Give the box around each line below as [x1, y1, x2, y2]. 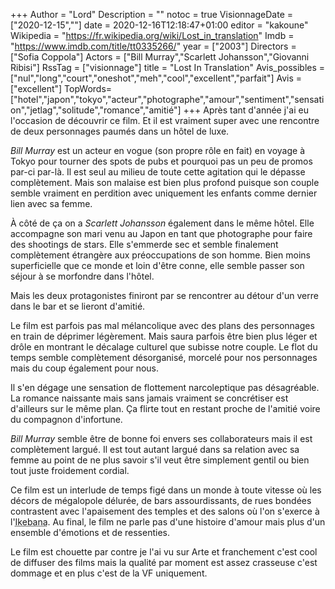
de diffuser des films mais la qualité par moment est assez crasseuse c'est [10, 557, 318, 568]
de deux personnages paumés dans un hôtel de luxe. [10, 125, 230, 137]
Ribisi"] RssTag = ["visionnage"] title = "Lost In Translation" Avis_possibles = [10, 62, 326, 73]
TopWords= [64, 83, 113, 94]
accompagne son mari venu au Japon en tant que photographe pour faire [10, 228, 313, 239]
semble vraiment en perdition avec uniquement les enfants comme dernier [10, 187, 318, 199]
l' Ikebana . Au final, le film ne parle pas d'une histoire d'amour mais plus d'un [10, 516, 326, 528]
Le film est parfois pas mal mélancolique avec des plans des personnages [10, 320, 315, 331]
